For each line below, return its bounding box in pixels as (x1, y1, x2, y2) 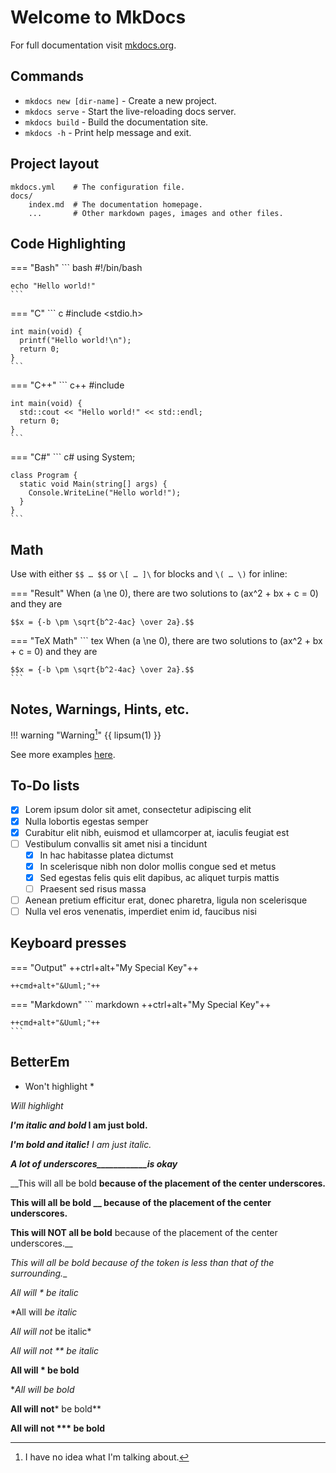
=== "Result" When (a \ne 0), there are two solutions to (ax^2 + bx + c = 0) (10, 587, 319, 600)
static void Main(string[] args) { (19, 479, 168, 490)
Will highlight (10, 1099, 64, 1111)
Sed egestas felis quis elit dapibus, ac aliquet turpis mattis (39, 871, 280, 883)
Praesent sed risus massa (39, 882, 147, 895)
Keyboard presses (10, 935, 127, 952)
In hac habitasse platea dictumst (39, 849, 174, 861)
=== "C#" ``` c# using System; (10, 451, 136, 463)
